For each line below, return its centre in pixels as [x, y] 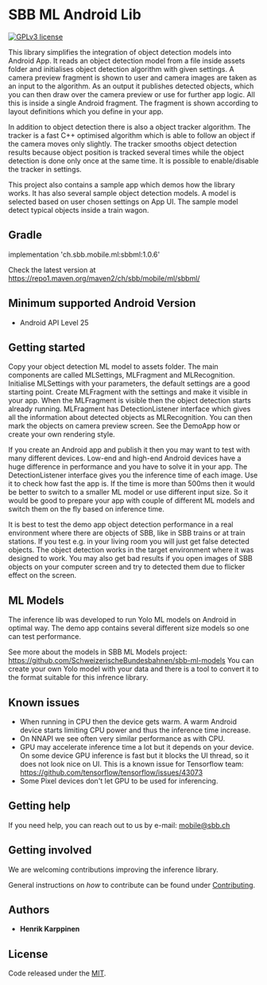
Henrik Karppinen [50, 929]
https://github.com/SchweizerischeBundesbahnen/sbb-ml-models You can [131, 661]
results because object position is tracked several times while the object [126, 152]
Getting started [47, 347]
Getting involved [50, 850]
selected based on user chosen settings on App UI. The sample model [123, 202]
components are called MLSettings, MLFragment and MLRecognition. [122, 375]
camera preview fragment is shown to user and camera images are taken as [132, 77]
